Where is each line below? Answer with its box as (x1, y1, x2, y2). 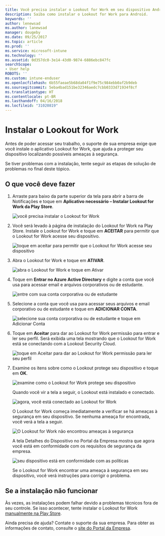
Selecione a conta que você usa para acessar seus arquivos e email (12, 300, 150, 306)
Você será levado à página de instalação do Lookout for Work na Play (12, 222, 153, 229)
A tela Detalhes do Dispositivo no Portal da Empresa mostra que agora (12, 438, 155, 444)
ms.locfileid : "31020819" (5, 103, 58, 108)
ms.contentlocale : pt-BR (5, 94, 56, 99)
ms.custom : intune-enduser (5, 76, 60, 81)
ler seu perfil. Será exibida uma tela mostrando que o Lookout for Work (12, 335, 156, 341)
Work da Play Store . (12, 204, 54, 209)
